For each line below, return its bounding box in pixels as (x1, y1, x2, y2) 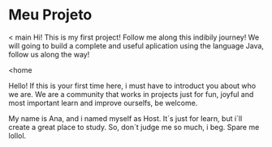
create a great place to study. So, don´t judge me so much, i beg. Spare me (8, 122, 260, 132)
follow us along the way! (8, 49, 90, 59)
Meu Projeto (8, 6, 93, 24)
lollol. (8, 131, 27, 141)
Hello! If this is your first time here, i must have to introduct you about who (8, 81, 257, 90)
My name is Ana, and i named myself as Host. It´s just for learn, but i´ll (8, 113, 243, 123)
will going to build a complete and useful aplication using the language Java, (8, 40, 264, 50)
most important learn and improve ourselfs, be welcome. (8, 98, 198, 107)
